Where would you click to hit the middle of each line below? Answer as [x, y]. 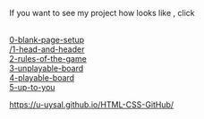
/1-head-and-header [47, 49]
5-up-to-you [32, 87]
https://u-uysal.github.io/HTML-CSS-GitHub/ [92, 105]
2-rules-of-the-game [48, 59]
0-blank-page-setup [47, 40]
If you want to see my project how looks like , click [102, 13]
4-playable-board [42, 78]
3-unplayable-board [47, 68]
